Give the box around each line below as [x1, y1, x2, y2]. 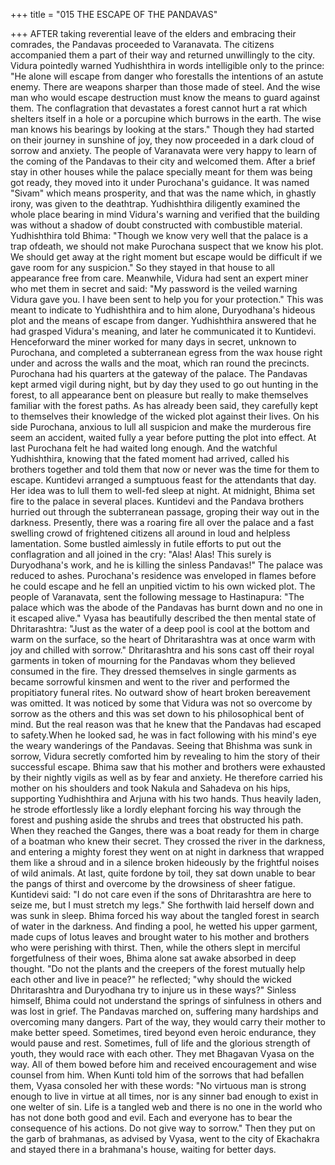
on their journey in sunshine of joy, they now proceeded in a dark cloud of [10, 134, 315, 146]
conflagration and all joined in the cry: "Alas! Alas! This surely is [10, 549, 272, 560]
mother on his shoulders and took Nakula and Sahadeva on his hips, [10, 782, 291, 794]
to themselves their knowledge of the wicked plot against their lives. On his [10, 410, 320, 422]
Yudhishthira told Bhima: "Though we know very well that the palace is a [10, 230, 309, 241]
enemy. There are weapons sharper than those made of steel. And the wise [10, 81, 321, 93]
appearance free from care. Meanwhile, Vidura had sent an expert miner [10, 272, 309, 284]
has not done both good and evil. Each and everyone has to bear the [10, 1112, 293, 1123]
